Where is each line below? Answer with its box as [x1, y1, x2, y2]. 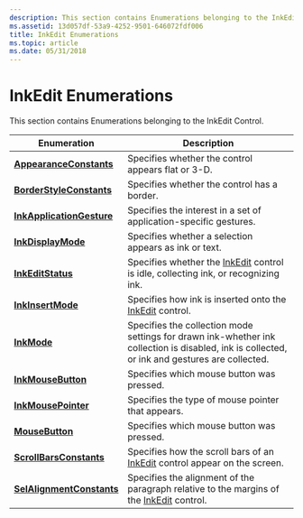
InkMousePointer [14, 399, 89, 412]
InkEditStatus [14, 267, 74, 280]
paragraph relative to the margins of [127, 483, 280, 495]
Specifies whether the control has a [127, 178, 278, 190]
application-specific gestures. [127, 216, 256, 228]
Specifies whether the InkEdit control [127, 256, 284, 269]
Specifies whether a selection [127, 230, 253, 243]
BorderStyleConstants [14, 184, 113, 197]
